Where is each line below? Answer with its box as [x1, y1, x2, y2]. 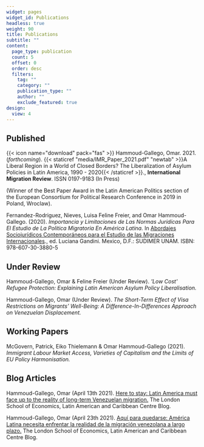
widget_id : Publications [6, 15, 69, 21]
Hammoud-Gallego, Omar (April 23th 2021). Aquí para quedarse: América [6, 414, 190, 421]
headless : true [6, 20, 45, 26]
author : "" [17, 94, 45, 100]
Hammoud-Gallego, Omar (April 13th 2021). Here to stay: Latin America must [6, 389, 198, 397]
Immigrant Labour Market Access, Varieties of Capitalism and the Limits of [6, 349, 194, 356]
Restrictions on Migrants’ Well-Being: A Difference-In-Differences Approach [6, 302, 197, 310]
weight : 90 [6, 26, 34, 32]
